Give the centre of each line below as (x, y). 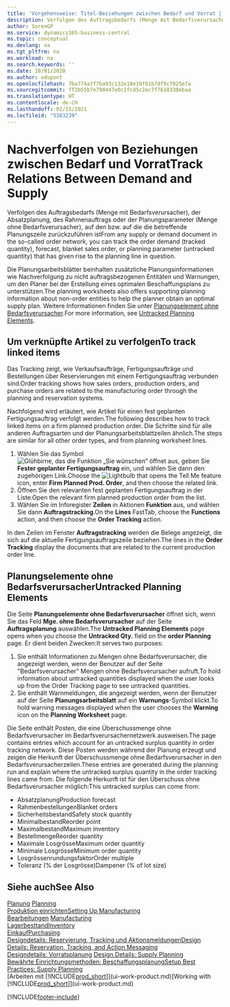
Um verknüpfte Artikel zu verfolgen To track (102, 341)
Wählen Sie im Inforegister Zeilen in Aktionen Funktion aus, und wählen (118, 505)
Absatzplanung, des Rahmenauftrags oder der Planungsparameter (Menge (112, 220)
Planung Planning (32, 903)
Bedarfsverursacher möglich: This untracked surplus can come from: (103, 787)
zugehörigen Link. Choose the (59, 476)
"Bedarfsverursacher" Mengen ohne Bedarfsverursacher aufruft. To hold (119, 671)
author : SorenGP (30, 26)
